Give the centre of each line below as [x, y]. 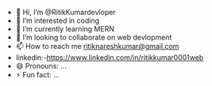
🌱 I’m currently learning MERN [65, 29]
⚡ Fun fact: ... [37, 75]
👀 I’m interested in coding [58, 21]
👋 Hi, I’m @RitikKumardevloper [66, 12]
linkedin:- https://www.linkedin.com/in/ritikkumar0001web [110, 58]
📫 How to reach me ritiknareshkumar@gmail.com [97, 46]
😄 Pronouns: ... [41, 66]
